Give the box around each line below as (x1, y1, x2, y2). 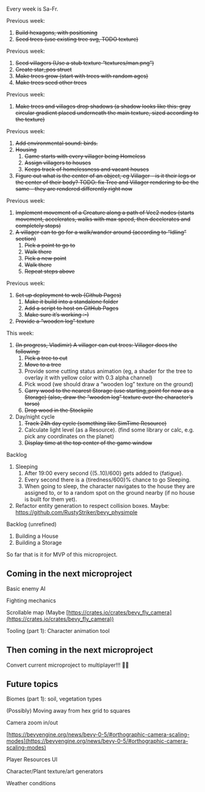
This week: (6, 330, 34, 336)
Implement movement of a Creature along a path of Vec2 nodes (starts (15, 209, 195, 216)
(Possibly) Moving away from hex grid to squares (6, 707, 131, 715)
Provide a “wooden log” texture (15, 317, 95, 325)
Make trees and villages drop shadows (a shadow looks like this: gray (15, 103, 191, 110)
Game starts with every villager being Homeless (24, 153, 146, 160)
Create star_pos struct (15, 66, 72, 73)
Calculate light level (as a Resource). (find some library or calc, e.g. (24, 426, 195, 433)
